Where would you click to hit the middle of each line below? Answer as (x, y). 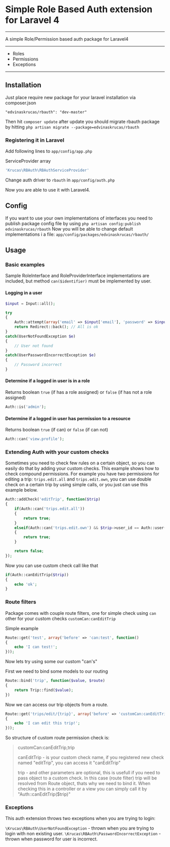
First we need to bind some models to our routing (57, 671)
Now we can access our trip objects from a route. (57, 704)
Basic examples (25, 265)
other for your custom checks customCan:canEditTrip (60, 618)
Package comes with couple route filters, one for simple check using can (81, 613)
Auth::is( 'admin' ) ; (26, 407)
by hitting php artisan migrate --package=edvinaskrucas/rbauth (72, 127)
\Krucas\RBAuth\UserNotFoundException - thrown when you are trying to (80, 828)
